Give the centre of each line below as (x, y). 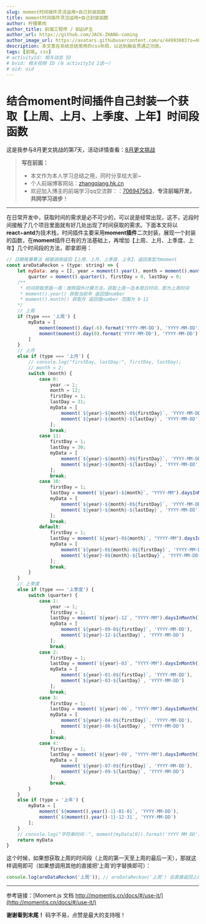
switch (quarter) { (53, 595)
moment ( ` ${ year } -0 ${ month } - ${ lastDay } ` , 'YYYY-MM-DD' (131, 555)
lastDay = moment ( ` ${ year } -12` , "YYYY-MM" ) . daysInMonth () (125, 618)
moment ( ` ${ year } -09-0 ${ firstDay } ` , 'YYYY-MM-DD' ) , (127, 630)
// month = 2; (46, 368)
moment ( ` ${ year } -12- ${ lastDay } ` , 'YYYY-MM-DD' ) (123, 635)
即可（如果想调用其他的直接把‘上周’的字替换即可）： (87, 866)
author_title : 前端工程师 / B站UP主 (50, 29)
